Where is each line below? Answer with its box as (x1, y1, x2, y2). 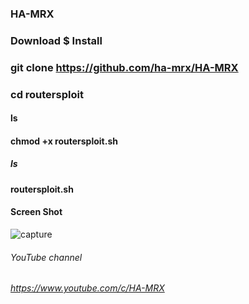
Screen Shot (10, 206, 63, 218)
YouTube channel (10, 251, 83, 263)
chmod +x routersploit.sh (10, 135, 118, 147)
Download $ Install (10, 33, 103, 47)
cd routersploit (10, 87, 84, 101)
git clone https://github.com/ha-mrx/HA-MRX (10, 60, 239, 74)
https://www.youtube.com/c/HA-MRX (10, 282, 165, 294)
